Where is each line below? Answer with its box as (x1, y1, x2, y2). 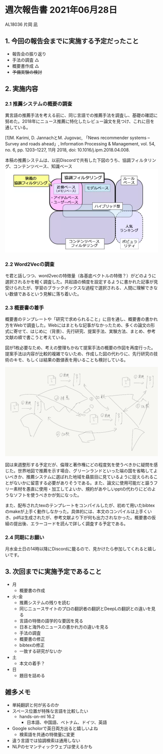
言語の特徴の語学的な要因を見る (19, 618, 83, 624)
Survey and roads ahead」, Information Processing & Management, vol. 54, (5, 141, 156, 147)
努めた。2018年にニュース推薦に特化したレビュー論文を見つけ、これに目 (5, 119, 150, 124)
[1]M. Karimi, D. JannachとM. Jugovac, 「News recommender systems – (5, 135, 150, 141)
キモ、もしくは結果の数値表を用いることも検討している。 (13, 357, 129, 363)
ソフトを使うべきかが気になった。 (13, 492, 81, 498)
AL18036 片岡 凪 (5, 21, 38, 27)
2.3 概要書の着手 (5, 304, 44, 311)
